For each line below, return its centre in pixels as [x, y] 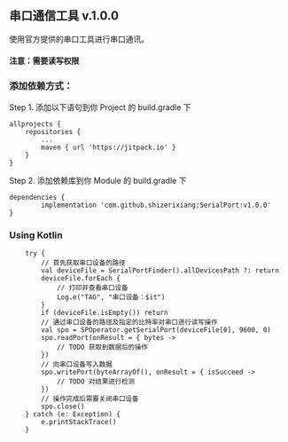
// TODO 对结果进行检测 [96, 382]
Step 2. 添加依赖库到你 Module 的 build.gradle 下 [98, 180]
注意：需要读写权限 [44, 61]
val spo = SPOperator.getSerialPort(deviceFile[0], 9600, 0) [156, 330]
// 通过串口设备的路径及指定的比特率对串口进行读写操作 [130, 322]
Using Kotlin [36, 235]
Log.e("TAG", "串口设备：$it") [111, 297]
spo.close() [63, 406]
